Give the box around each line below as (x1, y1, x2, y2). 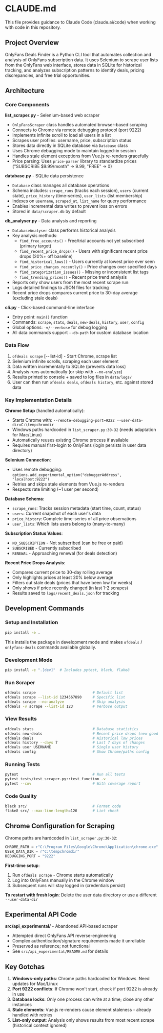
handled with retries (12, 1012, 53, 1018)
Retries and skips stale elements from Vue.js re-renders (12, 481, 124, 487)
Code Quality (5, 793, 37, 799)
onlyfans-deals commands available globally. (5, 644, 97, 650)
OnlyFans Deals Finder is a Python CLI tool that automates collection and (5, 51, 151, 57)
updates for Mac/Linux (12, 981, 58, 987)
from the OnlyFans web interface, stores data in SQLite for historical (5, 62, 142, 68)
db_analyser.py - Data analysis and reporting (5, 218, 97, 224)
